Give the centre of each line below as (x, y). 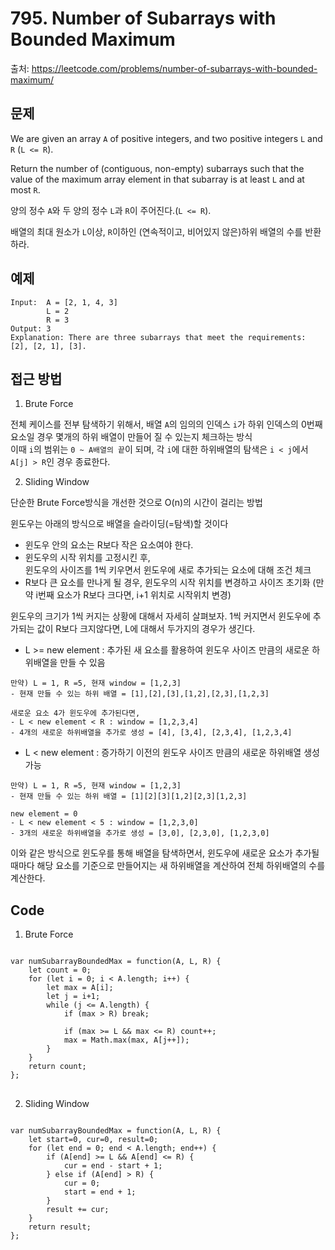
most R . (25, 189)
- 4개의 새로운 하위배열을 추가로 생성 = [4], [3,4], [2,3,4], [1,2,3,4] (151, 733)
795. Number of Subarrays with (143, 18)
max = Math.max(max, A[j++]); (126, 1040)
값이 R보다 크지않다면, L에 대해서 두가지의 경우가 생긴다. (146, 629)
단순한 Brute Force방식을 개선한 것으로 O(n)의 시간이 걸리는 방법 (136, 503)
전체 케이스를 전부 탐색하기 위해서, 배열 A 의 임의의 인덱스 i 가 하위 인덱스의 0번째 (166, 424)
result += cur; (78, 1210)
